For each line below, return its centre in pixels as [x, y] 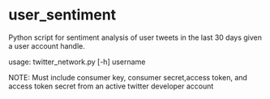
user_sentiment [62, 15]
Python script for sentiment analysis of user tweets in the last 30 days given [135, 37]
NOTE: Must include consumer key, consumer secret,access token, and [128, 77]
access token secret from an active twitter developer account [111, 86]
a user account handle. [47, 45]
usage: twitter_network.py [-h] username [77, 62]
